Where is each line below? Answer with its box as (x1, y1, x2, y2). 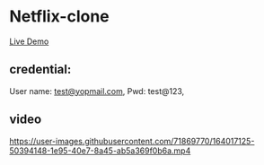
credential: (9, 62, 72, 77)
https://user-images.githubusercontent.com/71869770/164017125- (9, 135, 255, 146)
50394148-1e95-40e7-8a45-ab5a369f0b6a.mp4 (9, 145, 191, 156)
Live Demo (9, 36, 49, 47)
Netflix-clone (9, 6, 110, 27)
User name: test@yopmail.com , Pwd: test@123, (9, 85, 185, 96)
